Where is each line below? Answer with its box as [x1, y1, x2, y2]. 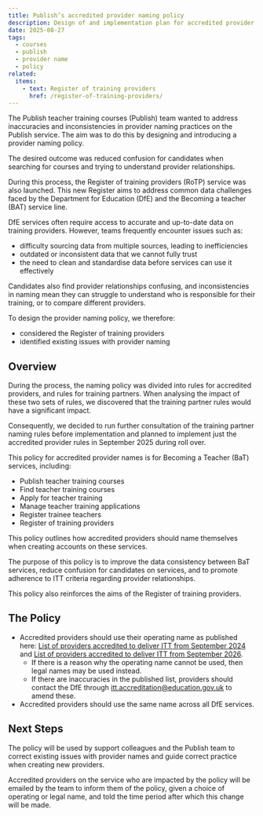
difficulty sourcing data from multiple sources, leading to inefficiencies [19, 241, 249, 251]
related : [8, 70, 37, 78]
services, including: [8, 461, 72, 471]
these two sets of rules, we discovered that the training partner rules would [8, 398, 251, 407]
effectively [19, 266, 54, 276]
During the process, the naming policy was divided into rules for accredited [8, 380, 252, 390]
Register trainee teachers [19, 510, 102, 520]
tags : [8, 33, 26, 42]
